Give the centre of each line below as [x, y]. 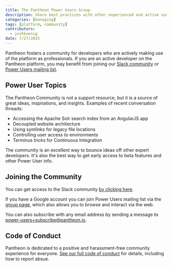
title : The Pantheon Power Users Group [48, 10]
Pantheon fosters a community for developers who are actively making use [84, 53]
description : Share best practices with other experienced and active [82, 15]
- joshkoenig [24, 34]
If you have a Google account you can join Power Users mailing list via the [83, 199]
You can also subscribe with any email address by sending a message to [82, 214]
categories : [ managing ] [31, 19]
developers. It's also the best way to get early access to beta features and [83, 155]
